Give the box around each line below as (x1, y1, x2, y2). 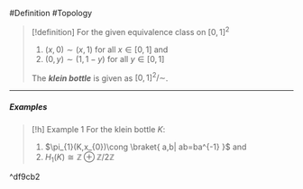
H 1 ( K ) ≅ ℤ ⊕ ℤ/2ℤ (44, 152, 115, 165)
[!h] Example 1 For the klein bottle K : (31, 124, 166, 135)
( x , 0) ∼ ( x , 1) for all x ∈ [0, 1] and (44, 44, 169, 55)
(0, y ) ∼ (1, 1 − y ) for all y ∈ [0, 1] (44, 53, 165, 64)
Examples (9, 101, 48, 112)
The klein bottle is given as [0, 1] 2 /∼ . (31, 71, 169, 84)
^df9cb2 (9, 171, 41, 183)
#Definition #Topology (9, 8, 93, 18)
